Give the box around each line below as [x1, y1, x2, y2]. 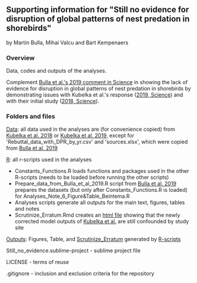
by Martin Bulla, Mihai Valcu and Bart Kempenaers [6, 38, 129, 46]
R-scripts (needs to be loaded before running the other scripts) [14, 174, 169, 181]
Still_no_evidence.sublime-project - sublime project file [6, 247, 141, 254]
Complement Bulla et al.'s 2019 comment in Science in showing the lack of [6, 79, 188, 86]
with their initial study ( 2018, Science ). [6, 98, 100, 105]
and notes [14, 205, 40, 213]
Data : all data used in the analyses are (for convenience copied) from [6, 126, 175, 133]
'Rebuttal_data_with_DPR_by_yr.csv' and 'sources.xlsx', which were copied [6, 139, 188, 146]
